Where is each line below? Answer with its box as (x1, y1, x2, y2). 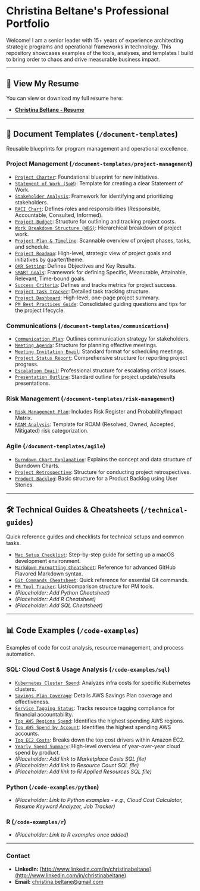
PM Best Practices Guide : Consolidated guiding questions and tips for (14, 300, 186, 307)
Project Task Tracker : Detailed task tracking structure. (14, 287, 150, 295)
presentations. (14, 379, 51, 387)
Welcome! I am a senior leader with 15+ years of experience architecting (6, 36, 183, 44)
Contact (6, 852, 30, 860)
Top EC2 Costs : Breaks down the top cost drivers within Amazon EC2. (14, 736, 185, 743)
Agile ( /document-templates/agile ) (6, 442, 106, 451)
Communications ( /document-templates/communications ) (6, 322, 169, 330)
